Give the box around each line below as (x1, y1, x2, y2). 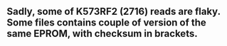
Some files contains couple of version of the (6, 17, 207, 29)
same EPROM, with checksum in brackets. (6, 28, 198, 40)
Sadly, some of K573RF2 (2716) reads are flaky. (6, 6, 221, 18)
